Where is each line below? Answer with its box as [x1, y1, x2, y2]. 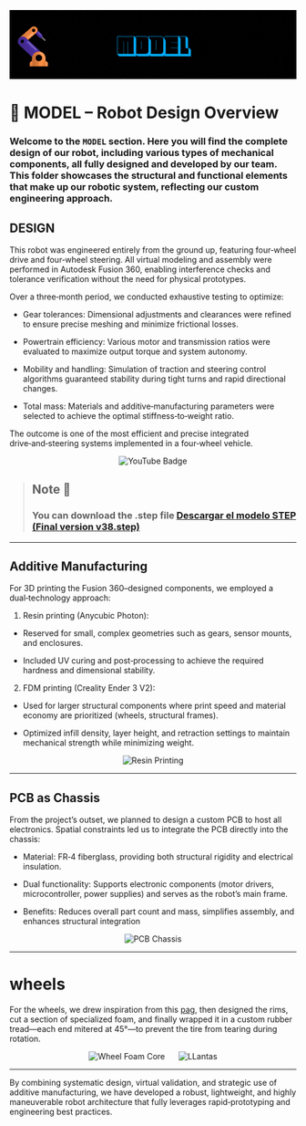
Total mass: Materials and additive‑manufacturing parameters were [22, 401, 275, 412]
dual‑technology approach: [9, 592, 111, 603]
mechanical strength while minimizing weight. [22, 737, 194, 748]
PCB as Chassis [9, 790, 100, 806]
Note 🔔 [31, 482, 71, 497]
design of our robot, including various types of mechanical [9, 147, 275, 160]
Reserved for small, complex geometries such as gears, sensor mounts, [22, 628, 292, 639]
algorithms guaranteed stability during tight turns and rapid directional [22, 373, 287, 384]
